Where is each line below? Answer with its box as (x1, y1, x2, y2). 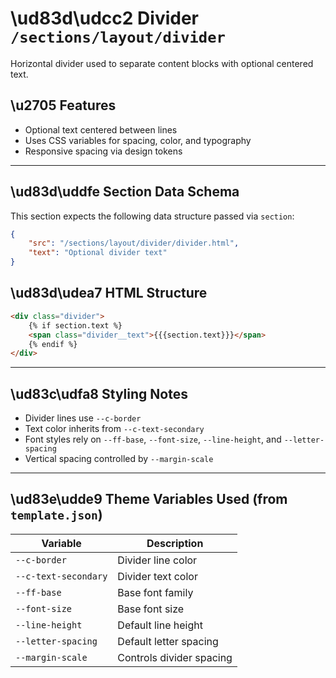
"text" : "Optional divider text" (28, 248, 168, 258)
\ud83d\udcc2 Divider (10, 7, 199, 30)
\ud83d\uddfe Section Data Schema (10, 183, 240, 201)
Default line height (117, 618, 203, 632)
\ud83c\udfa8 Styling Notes (10, 385, 188, 402)
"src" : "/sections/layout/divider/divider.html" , (28, 238, 240, 249)
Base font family (117, 585, 194, 599)
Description (146, 536, 204, 550)
